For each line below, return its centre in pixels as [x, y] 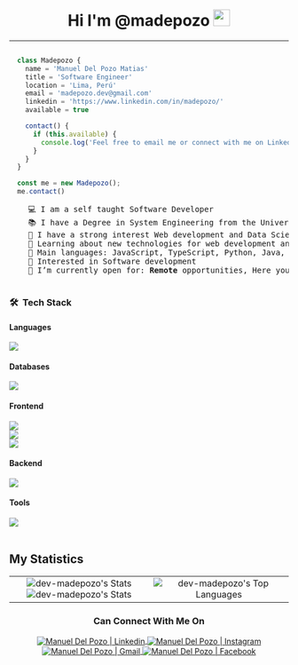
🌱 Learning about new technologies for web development [152, 244]
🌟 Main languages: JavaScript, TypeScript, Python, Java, [157, 253]
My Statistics [47, 559]
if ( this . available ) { [74, 134]
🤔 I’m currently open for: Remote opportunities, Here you [159, 270]
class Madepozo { [49, 60]
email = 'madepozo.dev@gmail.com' [89, 93]
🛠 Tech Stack [41, 302]
